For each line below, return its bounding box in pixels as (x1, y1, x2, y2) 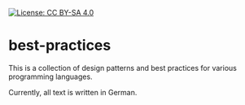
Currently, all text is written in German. (8, 87, 138, 97)
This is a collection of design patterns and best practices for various (8, 63, 238, 72)
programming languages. (8, 72, 93, 81)
